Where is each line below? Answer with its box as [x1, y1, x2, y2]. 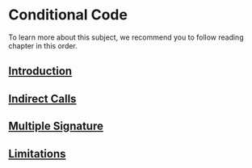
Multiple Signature [8, 120, 103, 133]
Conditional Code [8, 6, 128, 24]
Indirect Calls [8, 91, 77, 106]
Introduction [8, 65, 73, 78]
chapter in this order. [8, 40, 78, 50]
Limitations [8, 147, 66, 161]
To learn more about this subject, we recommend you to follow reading [8, 32, 244, 42]
